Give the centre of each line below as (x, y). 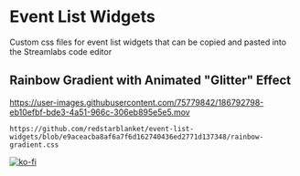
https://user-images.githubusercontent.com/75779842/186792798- (137, 102)
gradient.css (34, 145)
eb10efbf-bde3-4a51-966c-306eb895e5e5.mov (100, 112)
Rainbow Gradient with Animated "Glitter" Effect (150, 81)
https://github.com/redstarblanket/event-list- (102, 129)
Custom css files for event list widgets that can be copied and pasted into (148, 42)
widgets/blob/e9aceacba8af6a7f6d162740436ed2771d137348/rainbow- (136, 137)
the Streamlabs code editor (61, 51)
